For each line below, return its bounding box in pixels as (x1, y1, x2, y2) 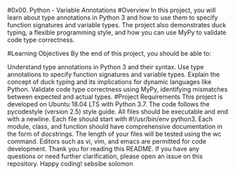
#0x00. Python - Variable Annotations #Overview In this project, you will (7, 6, 216, 14)
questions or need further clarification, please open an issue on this (7, 152, 203, 160)
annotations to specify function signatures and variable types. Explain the (7, 70, 220, 78)
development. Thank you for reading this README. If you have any (7, 145, 200, 153)
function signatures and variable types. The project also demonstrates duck (7, 21, 227, 29)
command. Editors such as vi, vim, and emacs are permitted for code (7, 137, 207, 146)
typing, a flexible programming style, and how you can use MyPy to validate (7, 28, 227, 36)
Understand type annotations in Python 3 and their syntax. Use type (7, 63, 204, 71)
